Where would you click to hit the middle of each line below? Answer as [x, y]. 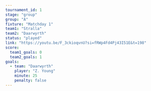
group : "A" [17, 19]
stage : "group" [21, 15]
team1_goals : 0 [26, 52]
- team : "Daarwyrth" [32, 66]
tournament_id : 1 [24, 10]
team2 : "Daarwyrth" [26, 33]
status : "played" [24, 38]
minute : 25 [26, 76]
